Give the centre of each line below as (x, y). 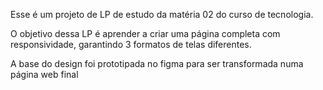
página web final (44, 74)
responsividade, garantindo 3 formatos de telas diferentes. (131, 44)
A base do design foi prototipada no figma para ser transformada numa (157, 63)
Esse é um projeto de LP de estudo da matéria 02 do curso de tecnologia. (162, 14)
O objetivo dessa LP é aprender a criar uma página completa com (145, 33)
